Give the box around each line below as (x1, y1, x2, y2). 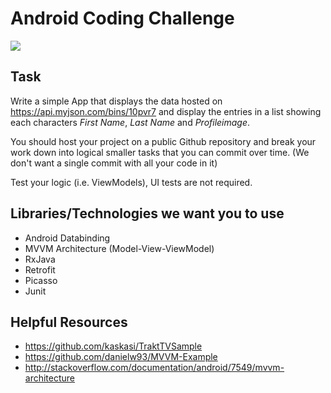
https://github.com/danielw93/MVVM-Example (24, 351, 218, 363)
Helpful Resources (10, 313, 128, 331)
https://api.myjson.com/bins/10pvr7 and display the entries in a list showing (10, 105, 322, 117)
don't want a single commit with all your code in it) (10, 157, 218, 169)
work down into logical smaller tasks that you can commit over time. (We (10, 146, 310, 158)
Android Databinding (24, 232, 111, 244)
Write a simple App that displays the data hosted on (10, 95, 223, 107)
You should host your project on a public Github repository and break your (10, 135, 317, 147)
